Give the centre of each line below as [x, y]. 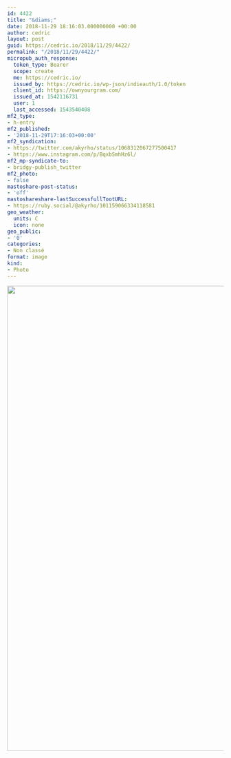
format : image [27, 257]
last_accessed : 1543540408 [52, 110]
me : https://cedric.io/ [47, 78]
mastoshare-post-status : [43, 187]
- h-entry [21, 122]
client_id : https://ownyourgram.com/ [67, 90]
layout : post [26, 39]
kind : [15, 263]
